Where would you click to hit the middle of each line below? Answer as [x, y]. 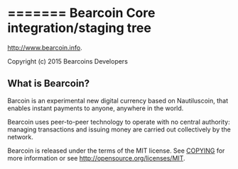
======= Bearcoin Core [81, 13]
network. [21, 136]
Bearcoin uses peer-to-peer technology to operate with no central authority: [119, 122]
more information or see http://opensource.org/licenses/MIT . [97, 158]
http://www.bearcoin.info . [45, 47]
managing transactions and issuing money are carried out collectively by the [119, 129]
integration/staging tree [79, 28]
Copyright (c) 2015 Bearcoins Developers [67, 61]
